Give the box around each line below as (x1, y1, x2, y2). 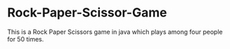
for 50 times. (7, 35, 44, 43)
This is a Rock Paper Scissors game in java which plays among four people (7, 28, 223, 36)
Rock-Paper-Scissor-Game (7, 5, 168, 21)
